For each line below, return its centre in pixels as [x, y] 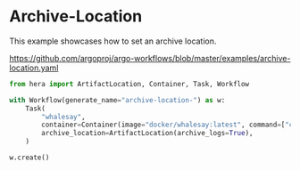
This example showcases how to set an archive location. [113, 41]
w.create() [29, 158]
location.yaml [34, 68]
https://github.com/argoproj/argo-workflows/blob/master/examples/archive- [150, 58]
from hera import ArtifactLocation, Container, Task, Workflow [129, 84]
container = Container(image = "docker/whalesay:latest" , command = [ [163, 125]
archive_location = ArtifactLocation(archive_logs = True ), [147, 134]
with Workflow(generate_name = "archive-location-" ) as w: [117, 100]
